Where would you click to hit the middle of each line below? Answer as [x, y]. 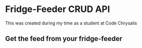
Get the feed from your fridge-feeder [64, 39]
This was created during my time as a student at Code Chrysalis [71, 23]
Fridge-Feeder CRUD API [57, 9]
